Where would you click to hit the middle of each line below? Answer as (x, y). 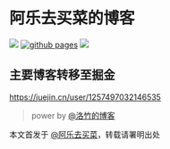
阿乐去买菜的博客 (72, 18)
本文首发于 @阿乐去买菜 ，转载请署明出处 (85, 134)
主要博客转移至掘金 (62, 75)
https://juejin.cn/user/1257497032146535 (85, 97)
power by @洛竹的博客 (73, 115)
